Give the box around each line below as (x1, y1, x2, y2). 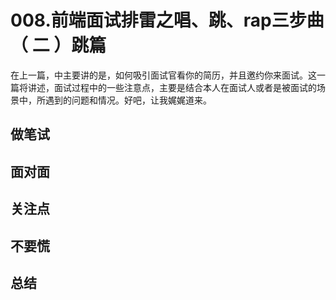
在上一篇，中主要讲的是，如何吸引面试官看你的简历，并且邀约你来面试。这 (10, 69, 317, 81)
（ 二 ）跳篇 (10, 34, 107, 57)
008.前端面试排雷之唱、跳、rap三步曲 (10, 9, 325, 32)
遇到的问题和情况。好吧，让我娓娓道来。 (44, 94, 212, 106)
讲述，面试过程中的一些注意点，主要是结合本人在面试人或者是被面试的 (27, 81, 317, 93)
